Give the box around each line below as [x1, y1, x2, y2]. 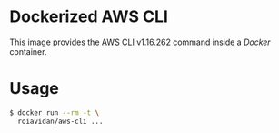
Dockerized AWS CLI [9, 6, 168, 27]
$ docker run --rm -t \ [9, 107, 100, 118]
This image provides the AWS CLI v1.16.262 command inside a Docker [9, 36, 271, 47]
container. [9, 46, 47, 56]
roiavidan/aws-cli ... [17, 117, 104, 126]
